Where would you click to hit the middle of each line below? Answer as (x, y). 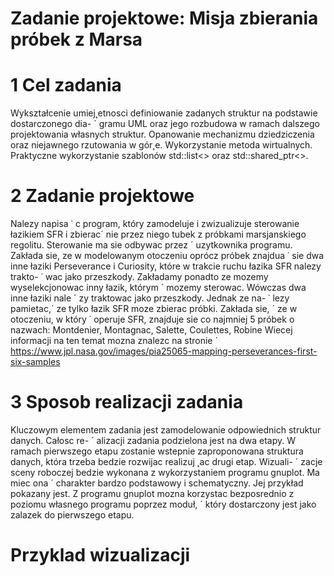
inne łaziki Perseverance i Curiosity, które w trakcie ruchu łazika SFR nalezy (166, 266)
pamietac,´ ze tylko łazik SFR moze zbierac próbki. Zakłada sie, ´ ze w (154, 309)
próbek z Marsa (76, 39)
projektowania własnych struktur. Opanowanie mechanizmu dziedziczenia (162, 134)
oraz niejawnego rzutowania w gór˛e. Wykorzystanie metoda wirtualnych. (161, 145)
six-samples (35, 362)
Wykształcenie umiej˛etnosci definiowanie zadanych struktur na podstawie (164, 113)
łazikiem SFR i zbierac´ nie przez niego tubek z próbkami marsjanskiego (158, 234)
